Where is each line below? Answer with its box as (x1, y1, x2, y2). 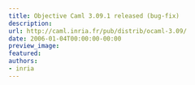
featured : (8, 49, 42, 57)
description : (8, 19, 53, 28)
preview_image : (8, 42, 60, 50)
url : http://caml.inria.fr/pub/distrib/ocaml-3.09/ (8, 27, 187, 35)
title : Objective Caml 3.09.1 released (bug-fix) (8, 11, 180, 20)
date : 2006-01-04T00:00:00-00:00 (8, 34, 122, 43)
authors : (8, 57, 38, 66)
